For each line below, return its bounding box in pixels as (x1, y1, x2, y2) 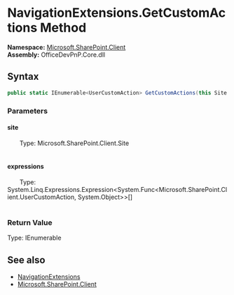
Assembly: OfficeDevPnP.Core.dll (7, 50, 106, 59)
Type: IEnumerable (7, 233, 62, 242)
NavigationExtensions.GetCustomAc (7, 5, 226, 21)
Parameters (7, 106, 48, 116)
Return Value (7, 217, 53, 227)
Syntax (7, 71, 39, 83)
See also (7, 254, 46, 266)
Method (39, 20, 87, 36)
